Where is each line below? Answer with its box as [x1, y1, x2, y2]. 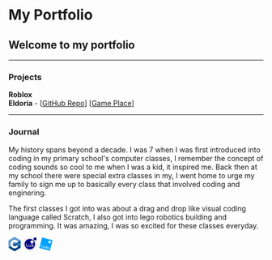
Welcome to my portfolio [8, 38, 135, 52]
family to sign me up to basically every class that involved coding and [8, 179, 240, 189]
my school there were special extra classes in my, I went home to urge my [8, 170, 255, 180]
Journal [8, 126, 40, 138]
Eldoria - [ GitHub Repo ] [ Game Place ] [8, 99, 135, 109]
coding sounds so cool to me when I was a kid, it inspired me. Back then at [8, 162, 257, 172]
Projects [8, 71, 42, 83]
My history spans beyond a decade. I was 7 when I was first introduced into [8, 144, 261, 155]
